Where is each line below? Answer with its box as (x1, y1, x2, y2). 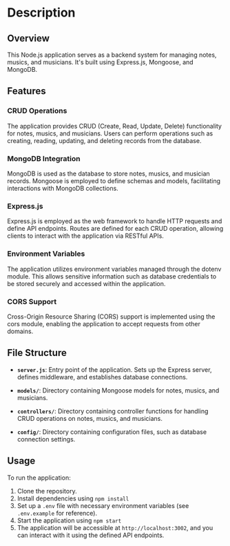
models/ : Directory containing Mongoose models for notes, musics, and (17, 386, 220, 395)
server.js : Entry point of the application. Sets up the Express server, (17, 365, 212, 374)
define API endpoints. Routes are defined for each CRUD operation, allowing (7, 225, 224, 233)
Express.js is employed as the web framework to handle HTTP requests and (7, 217, 222, 225)
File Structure (7, 347, 67, 359)
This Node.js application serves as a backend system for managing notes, (7, 50, 217, 59)
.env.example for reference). (17, 509, 98, 517)
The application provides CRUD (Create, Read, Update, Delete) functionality (7, 122, 222, 130)
